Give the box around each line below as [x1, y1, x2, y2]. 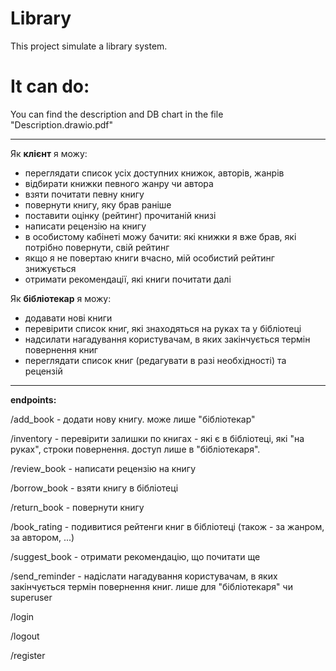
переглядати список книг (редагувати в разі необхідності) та [24, 354, 287, 366]
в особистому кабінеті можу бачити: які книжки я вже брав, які [24, 230, 297, 242]
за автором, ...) [10, 531, 75, 543]
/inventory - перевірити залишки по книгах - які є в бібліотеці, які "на [10, 432, 305, 444]
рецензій [24, 365, 63, 377]
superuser [10, 591, 53, 603]
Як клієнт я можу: [10, 147, 88, 159]
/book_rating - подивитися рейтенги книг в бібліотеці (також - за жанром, [10, 520, 325, 532]
